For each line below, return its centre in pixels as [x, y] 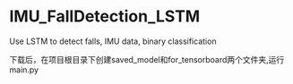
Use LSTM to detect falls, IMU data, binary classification [113, 41]
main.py [24, 70]
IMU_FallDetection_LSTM [105, 17]
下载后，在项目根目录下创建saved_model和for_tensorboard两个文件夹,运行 [147, 59]
